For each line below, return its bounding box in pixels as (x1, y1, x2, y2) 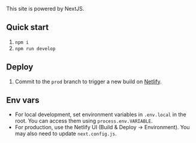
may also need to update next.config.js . (14, 130, 117, 137)
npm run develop (14, 45, 56, 51)
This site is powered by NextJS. (6, 5, 85, 12)
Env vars (6, 95, 40, 105)
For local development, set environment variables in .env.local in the (14, 111, 187, 118)
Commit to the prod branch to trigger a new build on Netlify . (14, 78, 162, 85)
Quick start (6, 22, 49, 32)
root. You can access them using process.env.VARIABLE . (14, 117, 153, 124)
